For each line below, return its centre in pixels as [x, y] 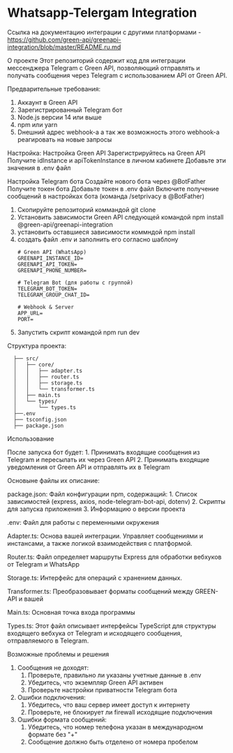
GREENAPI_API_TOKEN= [47, 264]
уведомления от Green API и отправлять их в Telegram [89, 467]
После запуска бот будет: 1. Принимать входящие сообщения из [104, 452]
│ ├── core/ [34, 364]
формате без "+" [53, 734]
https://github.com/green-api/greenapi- [64, 39]
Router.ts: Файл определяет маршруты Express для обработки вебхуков [114, 557]
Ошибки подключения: [51, 697]
